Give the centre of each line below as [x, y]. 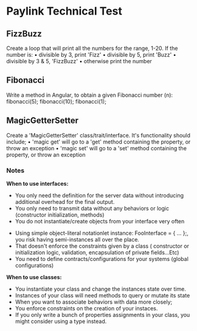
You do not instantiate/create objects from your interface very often [100, 221]
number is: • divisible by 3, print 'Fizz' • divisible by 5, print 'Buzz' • [91, 55]
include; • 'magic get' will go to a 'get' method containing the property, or [98, 142]
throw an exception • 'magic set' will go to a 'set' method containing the [97, 148]
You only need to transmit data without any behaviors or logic [92, 208]
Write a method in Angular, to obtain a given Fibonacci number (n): [90, 95]
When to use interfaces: [37, 183]
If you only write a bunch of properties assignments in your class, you [102, 315]
